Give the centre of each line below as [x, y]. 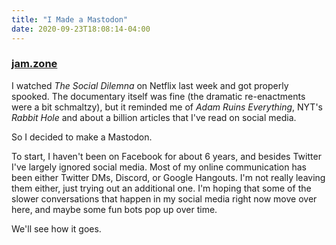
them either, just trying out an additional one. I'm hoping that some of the [161, 188]
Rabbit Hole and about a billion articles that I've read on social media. [154, 117]
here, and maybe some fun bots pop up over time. [114, 209]
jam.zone [34, 64]
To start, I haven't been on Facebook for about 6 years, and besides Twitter [166, 156]
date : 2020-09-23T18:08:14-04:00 [81, 29]
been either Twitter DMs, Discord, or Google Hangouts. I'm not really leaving [168, 177]
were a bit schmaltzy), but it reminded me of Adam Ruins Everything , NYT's [167, 107]
